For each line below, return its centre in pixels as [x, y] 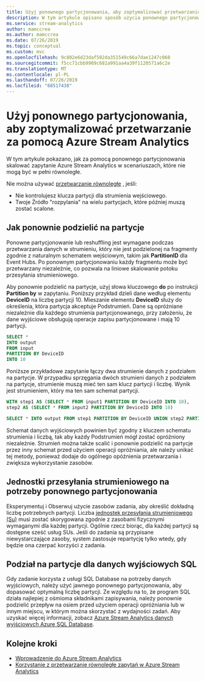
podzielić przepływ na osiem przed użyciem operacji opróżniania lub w [95, 605]
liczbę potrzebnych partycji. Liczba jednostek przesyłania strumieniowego [99, 512]
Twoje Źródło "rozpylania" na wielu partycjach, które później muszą [100, 202]
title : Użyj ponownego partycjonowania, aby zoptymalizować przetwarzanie [103, 12]
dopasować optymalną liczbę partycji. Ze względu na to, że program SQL [99, 592]
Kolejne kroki [32, 643]
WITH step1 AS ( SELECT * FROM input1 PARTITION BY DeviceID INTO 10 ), [98, 402]
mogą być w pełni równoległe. [44, 172]
